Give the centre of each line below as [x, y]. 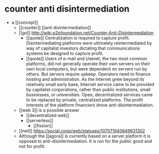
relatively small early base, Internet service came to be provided [90, 84]
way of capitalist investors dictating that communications [83, 48]
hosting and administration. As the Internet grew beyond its [85, 79]
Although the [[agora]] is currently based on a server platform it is [85, 136]
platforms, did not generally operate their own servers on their [88, 64]
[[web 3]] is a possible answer [49, 110]
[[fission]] [43, 125]
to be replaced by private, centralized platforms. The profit [85, 100]
